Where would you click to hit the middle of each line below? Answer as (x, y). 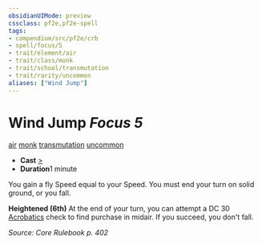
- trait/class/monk (41, 61)
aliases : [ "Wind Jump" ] (48, 83)
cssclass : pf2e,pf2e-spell (53, 23)
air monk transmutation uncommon (66, 145)
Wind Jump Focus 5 (76, 122)
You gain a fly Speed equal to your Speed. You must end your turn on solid (131, 185)
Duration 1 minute (48, 169)
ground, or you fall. (40, 193)
